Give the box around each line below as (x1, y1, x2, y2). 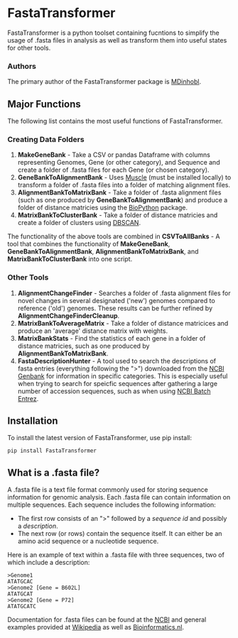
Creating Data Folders (7, 134, 85, 144)
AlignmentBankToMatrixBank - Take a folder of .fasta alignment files (17, 188, 222, 197)
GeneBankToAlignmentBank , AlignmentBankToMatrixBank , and (7, 247, 199, 256)
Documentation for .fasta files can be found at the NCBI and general (7, 615, 207, 624)
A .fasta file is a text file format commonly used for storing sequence (7, 485, 208, 494)
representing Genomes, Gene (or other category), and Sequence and (17, 158, 220, 167)
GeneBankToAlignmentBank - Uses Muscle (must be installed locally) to (17, 173, 232, 182)
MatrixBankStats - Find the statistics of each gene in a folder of (17, 334, 206, 342)
